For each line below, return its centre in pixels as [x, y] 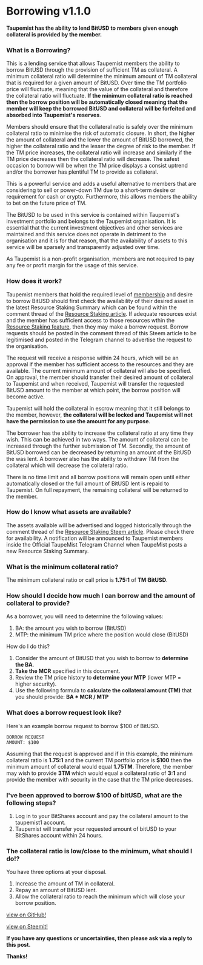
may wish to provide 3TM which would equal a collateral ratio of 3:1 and [96, 773]
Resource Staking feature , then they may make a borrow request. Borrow [98, 327]
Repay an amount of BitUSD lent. [56, 890]
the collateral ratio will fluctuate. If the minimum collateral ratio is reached [99, 96]
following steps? [31, 803]
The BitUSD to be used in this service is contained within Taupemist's [93, 215]
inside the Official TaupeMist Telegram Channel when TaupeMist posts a [97, 544]
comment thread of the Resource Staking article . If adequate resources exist [101, 313]
